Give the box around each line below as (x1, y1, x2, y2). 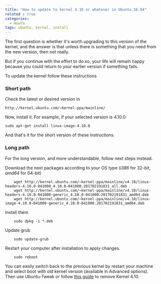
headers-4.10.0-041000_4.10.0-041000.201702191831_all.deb (5, 184, 127, 189)
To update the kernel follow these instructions (5, 73, 97, 79)
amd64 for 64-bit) (5, 170, 42, 176)
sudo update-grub (14, 237, 49, 242)
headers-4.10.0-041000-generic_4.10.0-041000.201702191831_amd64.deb (5, 192, 149, 197)
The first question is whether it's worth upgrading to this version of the (5, 38, 147, 44)
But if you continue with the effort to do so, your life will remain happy (5, 58, 145, 64)
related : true (5, 12, 36, 17)
